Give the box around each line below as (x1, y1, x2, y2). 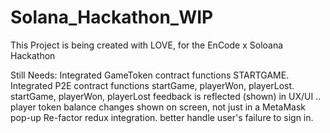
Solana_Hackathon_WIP (10, 6, 214, 29)
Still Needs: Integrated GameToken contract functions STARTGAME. (10, 69, 290, 81)
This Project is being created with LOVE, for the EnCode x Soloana (10, 39, 284, 51)
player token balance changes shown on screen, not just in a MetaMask (10, 101, 306, 113)
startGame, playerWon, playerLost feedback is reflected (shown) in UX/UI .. (10, 90, 322, 102)
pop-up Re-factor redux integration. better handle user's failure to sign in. (10, 111, 314, 123)
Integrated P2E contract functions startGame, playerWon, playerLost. (10, 79, 295, 91)
